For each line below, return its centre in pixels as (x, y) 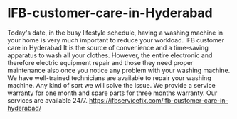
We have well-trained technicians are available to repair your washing (109, 78)
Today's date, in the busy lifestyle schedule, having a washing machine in (115, 33)
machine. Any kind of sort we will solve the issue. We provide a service (111, 85)
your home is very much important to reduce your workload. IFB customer (116, 40)
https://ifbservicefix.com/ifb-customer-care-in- (158, 100)
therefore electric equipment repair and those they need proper (100, 62)
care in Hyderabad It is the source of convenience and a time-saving (108, 47)
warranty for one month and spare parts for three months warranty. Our (112, 93)
